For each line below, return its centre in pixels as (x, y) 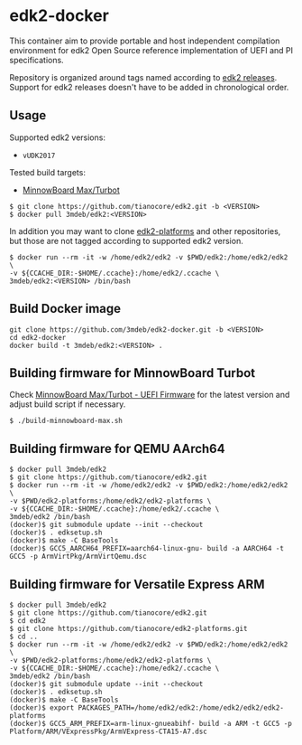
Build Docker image (65, 309)
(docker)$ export (42, 708)
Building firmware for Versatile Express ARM (137, 584)
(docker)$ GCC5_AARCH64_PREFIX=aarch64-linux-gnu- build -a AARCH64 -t (146, 549)
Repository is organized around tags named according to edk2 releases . (143, 77)
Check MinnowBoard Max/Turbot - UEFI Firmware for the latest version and (150, 395)
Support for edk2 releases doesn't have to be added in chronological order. (149, 87)
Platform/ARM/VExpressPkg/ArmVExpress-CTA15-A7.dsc (108, 731)
